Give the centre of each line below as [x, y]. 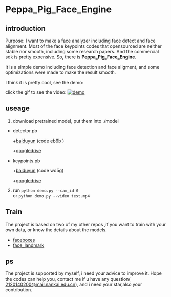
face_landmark [28, 245]
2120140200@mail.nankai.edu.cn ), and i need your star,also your [74, 284]
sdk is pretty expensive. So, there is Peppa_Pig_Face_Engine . [71, 57]
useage [17, 108]
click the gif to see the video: [36, 92]
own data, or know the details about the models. [56, 230]
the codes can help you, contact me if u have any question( [68, 279]
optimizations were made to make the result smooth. [61, 72]
